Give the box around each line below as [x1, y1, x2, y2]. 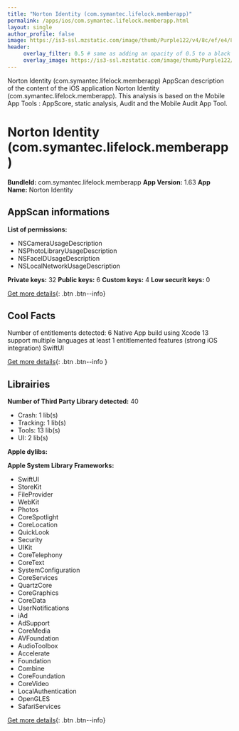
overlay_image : [23, 57, 69, 64]
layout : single [7, 24, 53, 31]
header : [7, 43, 31, 51]
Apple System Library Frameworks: [7, 461, 115, 470]
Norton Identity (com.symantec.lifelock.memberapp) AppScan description [7, 76, 224, 85]
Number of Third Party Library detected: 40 [7, 397, 139, 406]
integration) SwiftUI [7, 343, 64, 353]
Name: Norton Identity [7, 185, 73, 194]
